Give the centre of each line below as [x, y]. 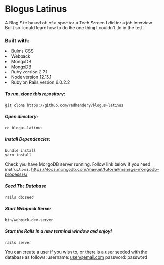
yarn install [18, 155]
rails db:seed [20, 198]
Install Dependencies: [28, 139]
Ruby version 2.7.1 [29, 72]
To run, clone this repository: [35, 94]
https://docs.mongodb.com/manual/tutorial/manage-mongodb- [95, 169]
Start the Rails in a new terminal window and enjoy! [59, 231]
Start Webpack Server [28, 208]
